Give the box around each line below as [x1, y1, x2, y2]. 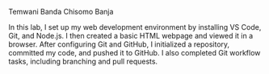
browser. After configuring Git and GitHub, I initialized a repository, [8, 39, 230, 49]
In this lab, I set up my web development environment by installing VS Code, [8, 23, 262, 31]
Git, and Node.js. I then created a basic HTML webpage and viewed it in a [8, 31, 254, 40]
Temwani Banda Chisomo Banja [8, 7, 114, 16]
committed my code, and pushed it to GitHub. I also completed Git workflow [8, 48, 261, 57]
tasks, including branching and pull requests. [8, 56, 158, 66]
